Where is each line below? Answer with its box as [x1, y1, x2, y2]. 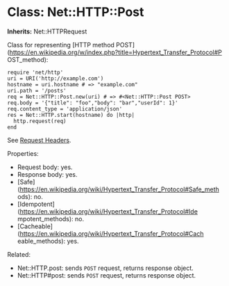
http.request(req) [13, 118, 67, 125]
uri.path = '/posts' [7, 87, 67, 94]
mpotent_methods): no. [17, 214, 85, 223]
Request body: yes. [17, 163, 73, 171]
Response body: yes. [17, 170, 78, 178]
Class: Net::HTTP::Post [7, 4, 144, 20]
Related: [7, 250, 31, 258]
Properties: [7, 149, 40, 157]
